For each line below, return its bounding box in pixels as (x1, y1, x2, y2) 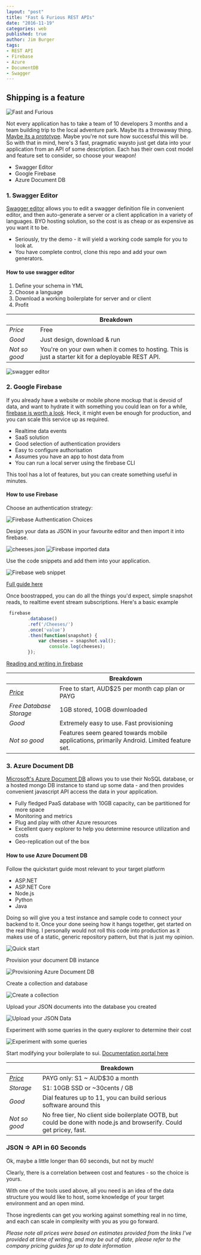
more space (14, 806, 45, 814)
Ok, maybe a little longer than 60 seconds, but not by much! (6, 1157, 154, 1164)
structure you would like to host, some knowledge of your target (6, 1193, 165, 1200)
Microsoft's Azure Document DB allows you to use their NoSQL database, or (6, 775, 194, 782)
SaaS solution (14, 434, 49, 441)
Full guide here (6, 581, 43, 588)
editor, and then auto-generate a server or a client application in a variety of (6, 211, 193, 219)
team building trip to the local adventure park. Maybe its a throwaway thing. (6, 127, 193, 134)
